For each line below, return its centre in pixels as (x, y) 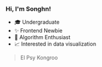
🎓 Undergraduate (37, 22)
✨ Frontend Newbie (38, 31)
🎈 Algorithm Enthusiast (42, 37)
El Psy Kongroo (39, 58)
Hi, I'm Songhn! (28, 9)
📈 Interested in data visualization (55, 44)
